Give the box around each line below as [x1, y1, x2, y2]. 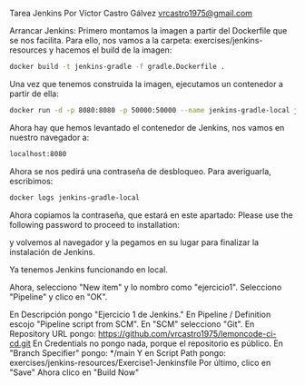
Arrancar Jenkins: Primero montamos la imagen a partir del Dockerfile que [9, 25, 288, 35]
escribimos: [9, 175, 54, 186]
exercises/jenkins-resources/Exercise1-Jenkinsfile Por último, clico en [9, 357, 271, 368]
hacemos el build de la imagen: [55, 44, 172, 55]
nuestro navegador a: [9, 132, 90, 143]
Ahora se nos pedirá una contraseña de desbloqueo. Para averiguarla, [9, 165, 272, 176]
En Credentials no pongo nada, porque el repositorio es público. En [33, 338, 284, 349]
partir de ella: [9, 88, 59, 99]
